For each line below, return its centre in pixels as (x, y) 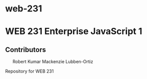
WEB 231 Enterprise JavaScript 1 (74, 32)
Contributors (26, 49)
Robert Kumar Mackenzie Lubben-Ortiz (53, 62)
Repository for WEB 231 (29, 71)
